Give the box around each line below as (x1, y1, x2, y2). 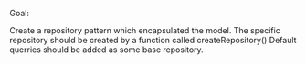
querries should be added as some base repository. (9, 44, 204, 55)
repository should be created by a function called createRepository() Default (9, 35, 297, 45)
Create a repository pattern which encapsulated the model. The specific (9, 25, 280, 35)
